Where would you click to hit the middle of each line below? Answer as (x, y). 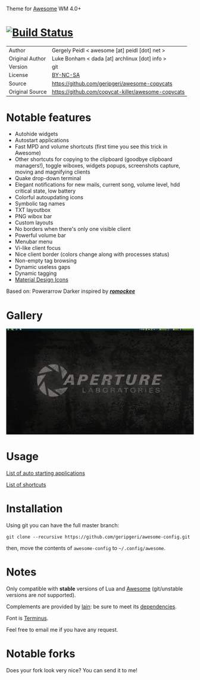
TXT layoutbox (32, 210)
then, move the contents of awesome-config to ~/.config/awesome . (86, 548)
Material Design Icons (41, 280)
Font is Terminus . (27, 618)
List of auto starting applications (46, 473)
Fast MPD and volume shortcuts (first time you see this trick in (91, 147)
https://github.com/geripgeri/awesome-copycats (112, 84)
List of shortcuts (26, 484)
